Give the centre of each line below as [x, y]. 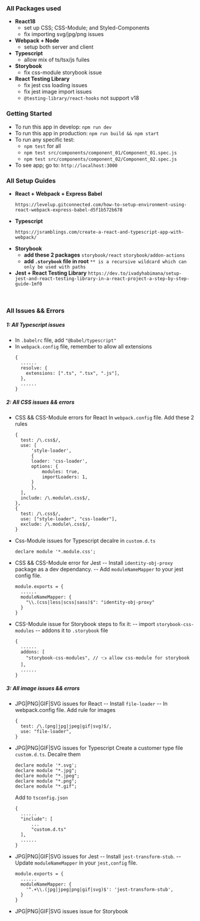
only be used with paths [55, 267]
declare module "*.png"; [46, 781]
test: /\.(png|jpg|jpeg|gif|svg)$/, [66, 726]
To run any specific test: [45, 139]
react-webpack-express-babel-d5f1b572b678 [69, 210]
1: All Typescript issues [36, 325]
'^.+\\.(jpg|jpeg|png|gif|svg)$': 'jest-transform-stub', [100, 889]
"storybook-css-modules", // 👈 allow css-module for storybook [108, 658]
